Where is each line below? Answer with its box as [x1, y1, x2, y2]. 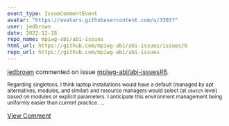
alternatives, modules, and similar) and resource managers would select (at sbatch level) [7, 87, 218, 94]
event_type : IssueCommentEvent [7, 10, 98, 17]
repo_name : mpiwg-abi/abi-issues [7, 36, 104, 43]
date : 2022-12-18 [7, 29, 58, 37]
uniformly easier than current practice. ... [7, 99, 105, 106]
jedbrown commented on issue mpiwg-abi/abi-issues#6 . [7, 67, 169, 76]
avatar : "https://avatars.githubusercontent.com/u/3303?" [7, 17, 178, 24]
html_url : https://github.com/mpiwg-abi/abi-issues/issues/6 [7, 42, 188, 49]
